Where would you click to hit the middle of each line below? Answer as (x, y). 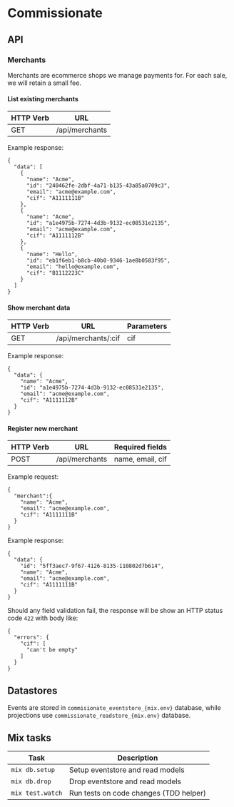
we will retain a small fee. (45, 83)
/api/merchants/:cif (88, 338)
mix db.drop (31, 782)
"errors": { (32, 638)
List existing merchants (43, 99)
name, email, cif (141, 460)
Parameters (147, 326)
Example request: (33, 477)
